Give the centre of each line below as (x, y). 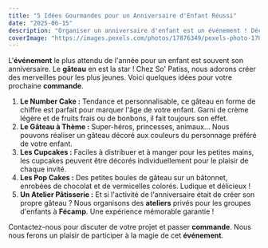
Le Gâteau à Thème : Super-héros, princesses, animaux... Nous (124, 127)
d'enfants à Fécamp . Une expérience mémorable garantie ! (117, 211)
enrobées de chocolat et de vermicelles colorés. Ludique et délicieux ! (135, 186)
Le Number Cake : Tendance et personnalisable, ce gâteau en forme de (138, 101)
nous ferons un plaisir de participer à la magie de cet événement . (116, 235)
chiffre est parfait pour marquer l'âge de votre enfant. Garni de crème (134, 110)
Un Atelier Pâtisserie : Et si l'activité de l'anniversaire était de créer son (137, 195)
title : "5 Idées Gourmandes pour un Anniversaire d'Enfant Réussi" (123, 16)
